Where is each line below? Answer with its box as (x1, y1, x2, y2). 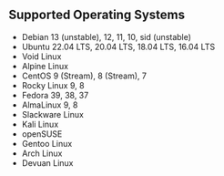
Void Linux (21, 50, 62, 62)
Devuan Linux (21, 157, 74, 168)
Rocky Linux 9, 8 (21, 79, 85, 90)
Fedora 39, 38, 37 (21, 89, 89, 100)
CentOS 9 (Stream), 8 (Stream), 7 (21, 70, 148, 81)
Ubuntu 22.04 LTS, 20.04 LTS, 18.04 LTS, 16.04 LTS (21, 41, 216, 52)
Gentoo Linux (21, 138, 73, 149)
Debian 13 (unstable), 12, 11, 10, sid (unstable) (21, 31, 192, 42)
